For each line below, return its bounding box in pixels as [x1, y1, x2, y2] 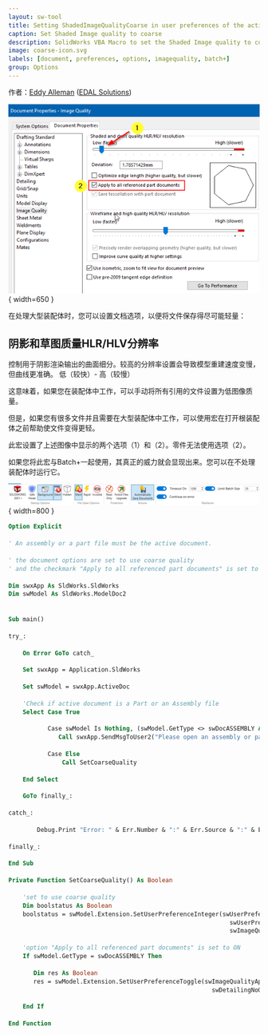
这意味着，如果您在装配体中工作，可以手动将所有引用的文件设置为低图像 [8, 386, 246, 396]
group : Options [8, 64, 59, 72]
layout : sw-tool [8, 13, 62, 21]
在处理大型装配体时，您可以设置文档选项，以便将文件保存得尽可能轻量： [8, 311, 246, 321]
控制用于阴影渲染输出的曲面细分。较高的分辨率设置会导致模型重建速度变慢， [8, 359, 260, 369]
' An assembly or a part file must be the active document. [8, 540, 213, 548]
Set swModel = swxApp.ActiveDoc [22, 683, 130, 691]
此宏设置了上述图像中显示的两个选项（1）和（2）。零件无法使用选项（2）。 [8, 440, 250, 450]
